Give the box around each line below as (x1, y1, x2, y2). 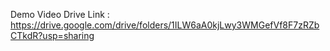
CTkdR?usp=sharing (10, 30, 95, 41)
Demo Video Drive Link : (10, 9, 110, 20)
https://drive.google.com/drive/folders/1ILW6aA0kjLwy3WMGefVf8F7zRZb (10, 19, 320, 31)
